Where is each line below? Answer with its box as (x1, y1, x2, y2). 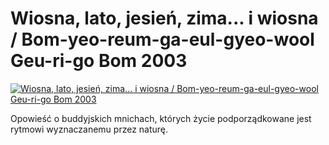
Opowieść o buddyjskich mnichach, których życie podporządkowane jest (10, 112, 312, 124)
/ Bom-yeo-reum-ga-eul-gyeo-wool (10, 28, 315, 51)
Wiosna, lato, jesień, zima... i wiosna (10, 7, 319, 30)
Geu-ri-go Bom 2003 (10, 50, 188, 72)
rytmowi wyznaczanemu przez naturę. (10, 123, 169, 135)
